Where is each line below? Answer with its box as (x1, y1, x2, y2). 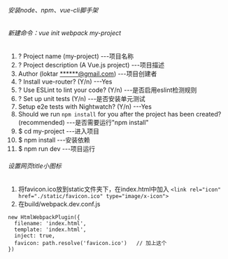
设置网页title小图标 (8, 161, 62, 171)
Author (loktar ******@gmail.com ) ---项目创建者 (17, 69, 157, 78)
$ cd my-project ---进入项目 (17, 126, 100, 135)
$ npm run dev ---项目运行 (17, 144, 96, 153)
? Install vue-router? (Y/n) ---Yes (17, 77, 113, 86)
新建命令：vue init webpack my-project (8, 29, 122, 37)
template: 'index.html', (14, 226, 87, 234)
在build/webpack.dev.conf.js (17, 200, 101, 208)
